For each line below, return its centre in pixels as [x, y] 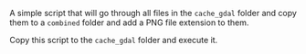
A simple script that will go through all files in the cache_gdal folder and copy [153, 13]
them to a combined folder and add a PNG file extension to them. [129, 22]
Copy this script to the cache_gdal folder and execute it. [114, 40]
